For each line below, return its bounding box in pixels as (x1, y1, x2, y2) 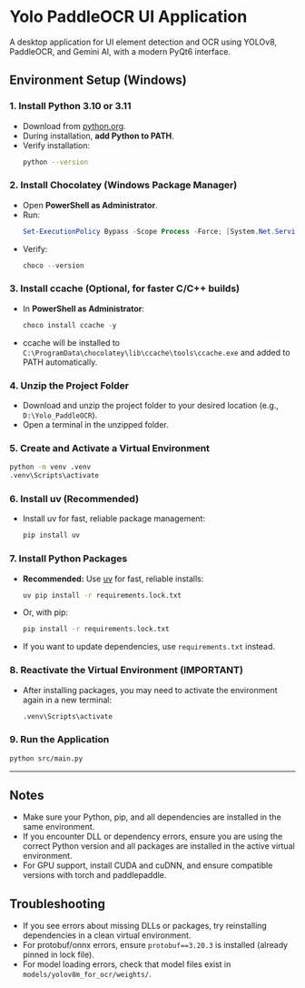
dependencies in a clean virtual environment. (22, 930, 192, 941)
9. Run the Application (9, 733, 110, 746)
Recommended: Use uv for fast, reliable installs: (22, 573, 204, 584)
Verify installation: (22, 139, 91, 151)
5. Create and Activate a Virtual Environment (9, 441, 211, 454)
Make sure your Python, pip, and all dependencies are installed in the (22, 812, 281, 822)
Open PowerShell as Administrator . (22, 199, 158, 210)
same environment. (22, 822, 95, 832)
